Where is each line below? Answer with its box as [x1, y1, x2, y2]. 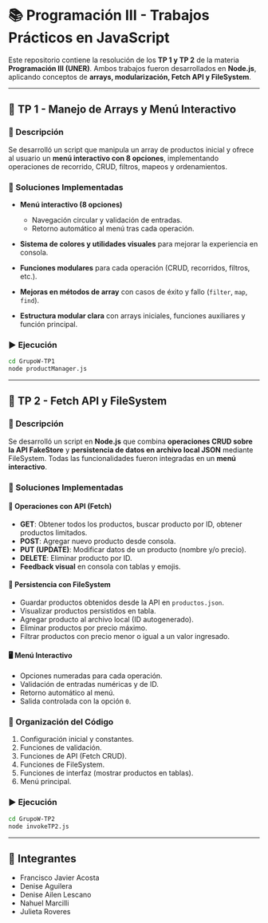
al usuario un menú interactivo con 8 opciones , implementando [8, 153, 219, 163]
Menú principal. [19, 777, 72, 787]
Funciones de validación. [19, 743, 102, 752]
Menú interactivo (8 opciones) [19, 199, 123, 209]
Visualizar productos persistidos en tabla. [19, 605, 157, 615]
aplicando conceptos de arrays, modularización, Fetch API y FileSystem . [8, 72, 251, 81]
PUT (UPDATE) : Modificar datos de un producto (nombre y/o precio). [19, 544, 247, 554]
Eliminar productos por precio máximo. [19, 623, 148, 633]
